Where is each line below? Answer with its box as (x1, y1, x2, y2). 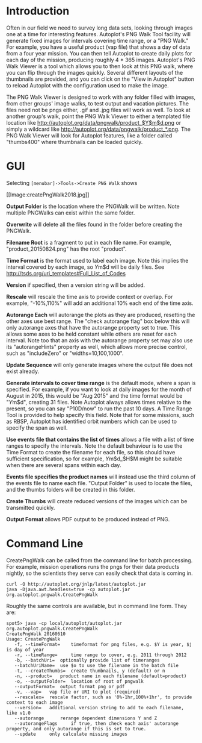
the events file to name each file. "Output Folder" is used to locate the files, (6, 479, 192, 486)
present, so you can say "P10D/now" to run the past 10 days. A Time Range (6, 405, 192, 412)
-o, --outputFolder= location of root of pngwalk (14, 678, 144, 685)
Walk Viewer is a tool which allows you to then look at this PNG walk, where (6, 62, 194, 70)
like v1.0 (6, 710, 31, 716)
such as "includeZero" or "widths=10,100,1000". (6, 350, 124, 357)
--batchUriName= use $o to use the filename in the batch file (14, 662, 179, 668)
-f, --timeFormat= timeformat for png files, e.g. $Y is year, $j (14, 641, 192, 647)
